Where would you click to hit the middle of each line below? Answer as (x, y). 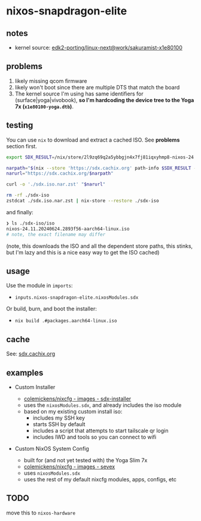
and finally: (20, 212)
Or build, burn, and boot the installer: (51, 309)
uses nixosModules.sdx (52, 473)
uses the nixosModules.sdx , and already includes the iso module (103, 405)
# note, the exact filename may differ (56, 234)
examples (25, 372)
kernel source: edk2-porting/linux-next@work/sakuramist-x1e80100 (98, 47)
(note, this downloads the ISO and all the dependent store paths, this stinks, (100, 246)
